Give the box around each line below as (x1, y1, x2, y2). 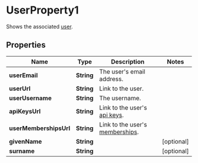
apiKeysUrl (9, 107, 41, 115)
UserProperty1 (6, 4, 79, 17)
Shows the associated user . (6, 23, 73, 30)
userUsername (9, 94, 52, 102)
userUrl (9, 84, 31, 92)
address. (99, 75, 124, 83)
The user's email (99, 67, 146, 75)
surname (9, 147, 35, 155)
